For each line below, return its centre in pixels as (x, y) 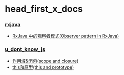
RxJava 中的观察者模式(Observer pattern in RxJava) (65, 36)
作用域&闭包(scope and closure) (45, 61)
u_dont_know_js (25, 49)
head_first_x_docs (44, 9)
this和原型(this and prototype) (43, 67)
